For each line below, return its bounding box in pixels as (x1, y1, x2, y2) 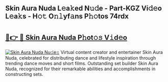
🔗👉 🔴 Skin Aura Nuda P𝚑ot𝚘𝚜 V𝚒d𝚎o (5, 33, 128, 42)
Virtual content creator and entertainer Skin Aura (60, 49, 163, 55)
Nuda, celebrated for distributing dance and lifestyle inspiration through (5, 55, 156, 61)
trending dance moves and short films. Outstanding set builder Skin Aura (5, 61, 158, 66)
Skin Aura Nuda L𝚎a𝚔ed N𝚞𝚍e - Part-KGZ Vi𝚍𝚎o (5, 4, 162, 13)
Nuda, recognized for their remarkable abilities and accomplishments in (5, 66, 156, 72)
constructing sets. (5, 71, 43, 77)
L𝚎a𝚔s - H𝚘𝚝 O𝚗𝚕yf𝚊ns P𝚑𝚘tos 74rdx (5, 12, 129, 21)
